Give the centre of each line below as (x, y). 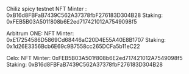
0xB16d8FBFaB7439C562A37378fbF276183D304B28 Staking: (85, 15)
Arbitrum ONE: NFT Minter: (40, 33)
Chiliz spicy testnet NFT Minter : (47, 9)
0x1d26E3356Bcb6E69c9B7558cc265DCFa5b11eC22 (73, 46)
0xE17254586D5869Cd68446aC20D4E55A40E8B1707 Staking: (86, 40)
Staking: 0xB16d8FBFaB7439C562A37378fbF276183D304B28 (85, 64)
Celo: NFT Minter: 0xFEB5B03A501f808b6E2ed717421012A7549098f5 (94, 58)
